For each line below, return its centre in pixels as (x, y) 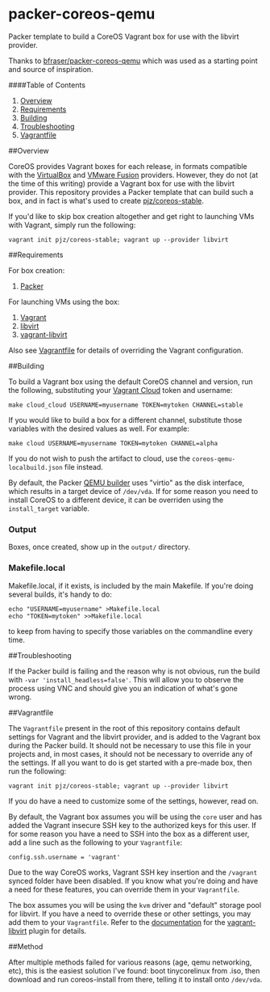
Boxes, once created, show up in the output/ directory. (100, 547)
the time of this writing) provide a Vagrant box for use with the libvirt (122, 184)
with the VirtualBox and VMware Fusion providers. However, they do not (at (133, 175)
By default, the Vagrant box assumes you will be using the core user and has (135, 817)
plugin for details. (58, 931)
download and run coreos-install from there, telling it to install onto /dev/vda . (135, 979)
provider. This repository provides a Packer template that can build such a (131, 192)
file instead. (83, 466)
